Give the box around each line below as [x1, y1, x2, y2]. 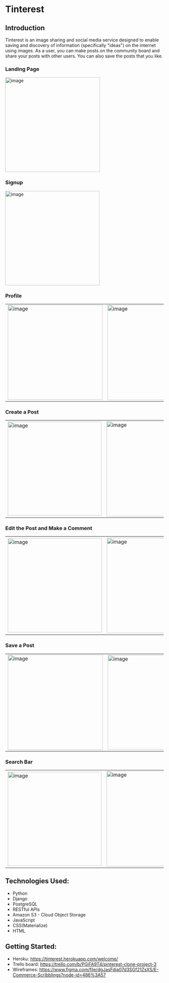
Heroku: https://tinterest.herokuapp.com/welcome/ [12, 956, 118, 962]
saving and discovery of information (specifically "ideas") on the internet [5, 42, 156, 48]
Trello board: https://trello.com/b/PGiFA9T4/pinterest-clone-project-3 [12, 961, 157, 967]
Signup [5, 179, 24, 186]
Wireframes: [12, 966, 39, 972]
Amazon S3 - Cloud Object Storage [12, 911, 86, 918]
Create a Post [5, 408, 39, 415]
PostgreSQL [12, 901, 38, 907]
